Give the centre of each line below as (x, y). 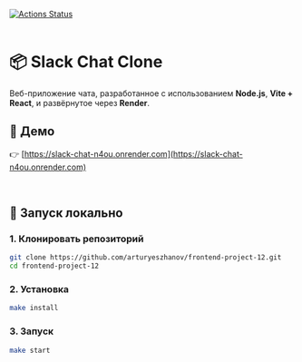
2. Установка (39, 289)
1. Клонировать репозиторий (77, 239)
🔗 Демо (32, 132)
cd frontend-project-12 (54, 266)
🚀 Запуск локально (66, 213)
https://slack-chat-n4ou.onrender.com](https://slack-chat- (133, 153)
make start (30, 350)
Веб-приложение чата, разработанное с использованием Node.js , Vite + (151, 93)
